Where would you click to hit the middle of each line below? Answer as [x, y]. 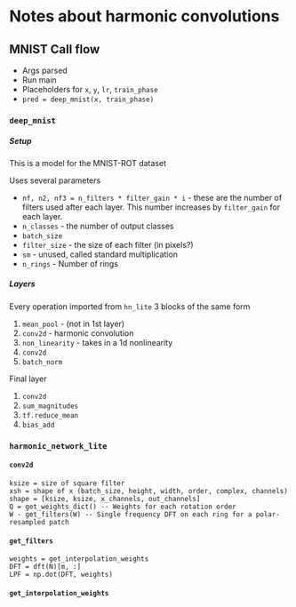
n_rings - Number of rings [70, 263]
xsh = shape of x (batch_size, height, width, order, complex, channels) [149, 491]
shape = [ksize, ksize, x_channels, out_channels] [105, 499]
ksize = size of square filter [67, 483]
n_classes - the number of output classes [98, 226]
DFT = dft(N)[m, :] [45, 567]
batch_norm [42, 362]
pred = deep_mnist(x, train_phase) [88, 100]
